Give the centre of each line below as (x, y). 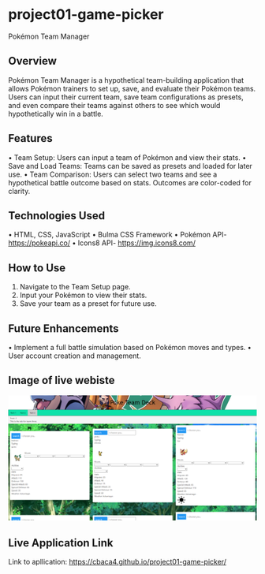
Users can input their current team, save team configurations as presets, (126, 97)
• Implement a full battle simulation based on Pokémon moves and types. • (130, 347)
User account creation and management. (75, 356)
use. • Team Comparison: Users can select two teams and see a (113, 174)
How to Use (37, 268)
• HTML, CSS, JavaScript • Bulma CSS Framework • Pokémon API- (118, 235)
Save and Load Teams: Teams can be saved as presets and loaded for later (130, 166)
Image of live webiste (62, 380)
